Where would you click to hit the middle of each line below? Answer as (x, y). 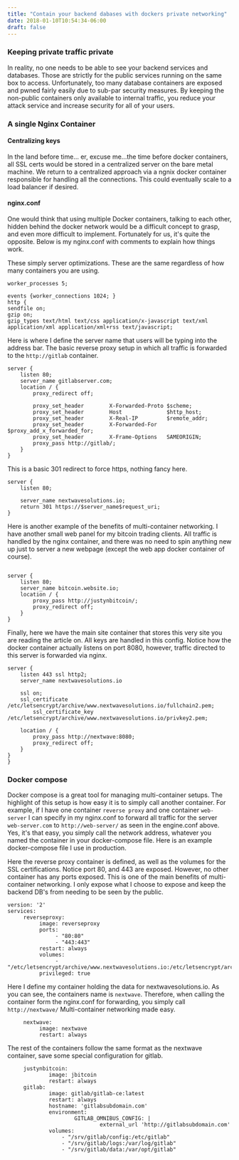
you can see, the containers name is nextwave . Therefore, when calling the (116, 994)
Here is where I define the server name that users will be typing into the (112, 340)
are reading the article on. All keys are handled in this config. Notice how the (119, 640)
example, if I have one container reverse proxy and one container (103, 810)
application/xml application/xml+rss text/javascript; (90, 327)
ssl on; (31, 693)
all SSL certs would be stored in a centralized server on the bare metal (110, 164)
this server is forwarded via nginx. (57, 655)
